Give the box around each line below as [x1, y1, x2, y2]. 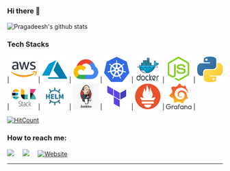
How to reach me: [7, 133, 67, 143]
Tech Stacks [7, 39, 49, 49]
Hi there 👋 [7, 6, 41, 16]
